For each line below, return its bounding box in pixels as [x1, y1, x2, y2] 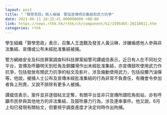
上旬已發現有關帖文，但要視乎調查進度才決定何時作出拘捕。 [5, 105, 127, 111]
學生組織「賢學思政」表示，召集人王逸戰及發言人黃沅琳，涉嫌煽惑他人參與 [5, 40, 158, 46]
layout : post [5, 7, 32, 12]
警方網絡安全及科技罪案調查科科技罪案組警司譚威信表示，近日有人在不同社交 [5, 57, 162, 62]
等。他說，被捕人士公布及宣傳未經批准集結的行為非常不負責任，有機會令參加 [5, 75, 162, 81]
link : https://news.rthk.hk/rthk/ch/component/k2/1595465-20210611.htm [5, 21, 157, 26]
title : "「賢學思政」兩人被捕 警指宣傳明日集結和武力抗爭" [5, 12, 114, 17]
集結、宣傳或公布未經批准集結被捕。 [9, 46, 83, 52]
